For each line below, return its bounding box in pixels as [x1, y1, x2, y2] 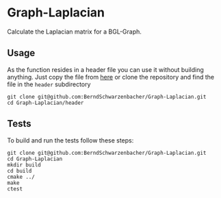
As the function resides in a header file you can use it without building [7, 65, 204, 73]
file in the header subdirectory [7, 80, 91, 88]
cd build [7, 167, 32, 174]
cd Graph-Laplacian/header [7, 99, 84, 106]
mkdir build [7, 161, 41, 169]
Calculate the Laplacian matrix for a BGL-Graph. [7, 27, 142, 36]
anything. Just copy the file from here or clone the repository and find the [7, 73, 214, 81]
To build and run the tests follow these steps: [7, 136, 134, 145]
